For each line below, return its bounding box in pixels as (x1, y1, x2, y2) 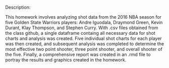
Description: (5, 5, 31, 10)
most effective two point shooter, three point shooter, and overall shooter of (5, 46, 162, 52)
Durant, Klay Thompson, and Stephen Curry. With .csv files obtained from (5, 25, 158, 31)
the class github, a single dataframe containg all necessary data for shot (5, 30, 155, 36)
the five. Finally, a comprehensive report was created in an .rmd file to (5, 51, 151, 57)
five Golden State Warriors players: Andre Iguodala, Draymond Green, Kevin (5, 20, 163, 25)
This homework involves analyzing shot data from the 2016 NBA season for (5, 14, 162, 20)
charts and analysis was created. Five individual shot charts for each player (5, 35, 162, 41)
